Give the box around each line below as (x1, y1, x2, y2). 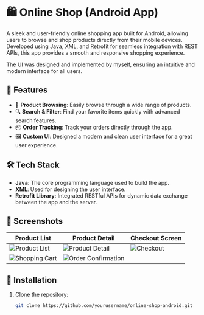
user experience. (15, 141, 58, 148)
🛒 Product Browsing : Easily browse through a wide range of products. (15, 101, 192, 108)
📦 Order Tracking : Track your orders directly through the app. (15, 123, 173, 131)
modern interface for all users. (6, 67, 83, 74)
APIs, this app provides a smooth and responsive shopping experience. (6, 49, 185, 56)
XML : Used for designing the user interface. (15, 185, 126, 193)
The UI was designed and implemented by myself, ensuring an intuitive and (6, 61, 195, 68)
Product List (15, 234, 52, 243)
